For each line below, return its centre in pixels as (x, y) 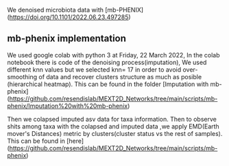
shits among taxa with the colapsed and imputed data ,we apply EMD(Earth (113, 126)
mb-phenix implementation (67, 39)
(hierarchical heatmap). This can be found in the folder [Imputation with (108, 84)
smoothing (22, 77)
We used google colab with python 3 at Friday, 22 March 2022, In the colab (114, 55)
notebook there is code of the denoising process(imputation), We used (107, 62)
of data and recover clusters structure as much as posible (120, 77)
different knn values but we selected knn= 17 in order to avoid (94, 69)
